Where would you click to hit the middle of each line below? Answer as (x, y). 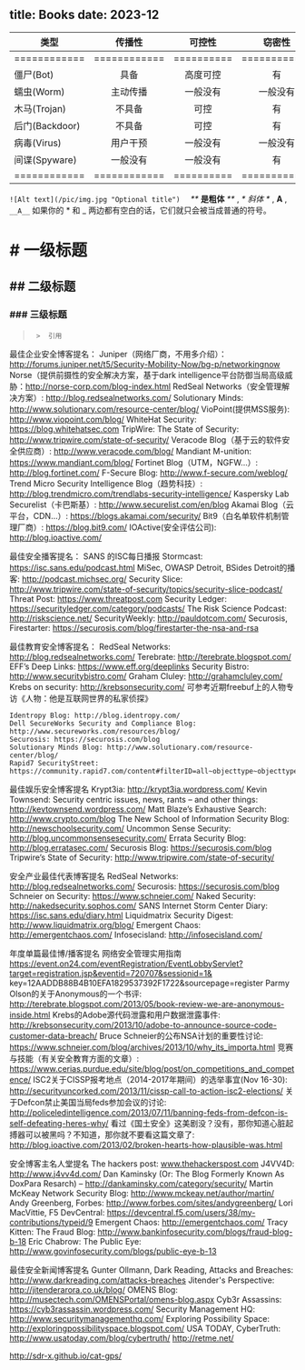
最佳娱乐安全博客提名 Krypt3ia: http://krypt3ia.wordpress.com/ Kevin (138, 789)
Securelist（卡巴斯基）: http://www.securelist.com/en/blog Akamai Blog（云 (152, 505)
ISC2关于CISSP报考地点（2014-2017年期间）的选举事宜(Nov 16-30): (160, 1079)
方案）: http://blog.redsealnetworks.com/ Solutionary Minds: (130, 397)
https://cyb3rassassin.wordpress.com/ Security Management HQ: (133, 1309)
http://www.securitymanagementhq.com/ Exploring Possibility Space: (140, 1318)
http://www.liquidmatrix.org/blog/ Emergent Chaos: (105, 925)
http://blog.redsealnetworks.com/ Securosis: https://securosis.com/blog (144, 886)
